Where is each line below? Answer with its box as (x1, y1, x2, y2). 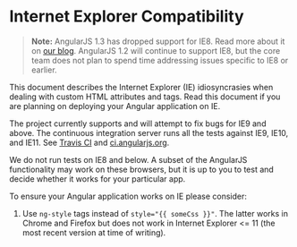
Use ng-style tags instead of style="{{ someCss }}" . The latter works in (21, 208, 289, 218)
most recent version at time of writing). (21, 226, 166, 238)
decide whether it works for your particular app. (9, 173, 186, 184)
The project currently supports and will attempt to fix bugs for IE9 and (9, 118, 267, 129)
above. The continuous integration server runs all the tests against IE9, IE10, (9, 127, 289, 138)
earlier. (30, 64, 57, 75)
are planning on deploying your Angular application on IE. (9, 100, 221, 111)
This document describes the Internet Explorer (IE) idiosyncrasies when (9, 81, 274, 92)
